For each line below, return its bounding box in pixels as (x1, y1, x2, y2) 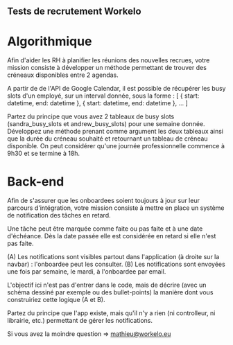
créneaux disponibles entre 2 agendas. (7, 71, 119, 79)
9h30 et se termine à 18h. (7, 149, 80, 158)
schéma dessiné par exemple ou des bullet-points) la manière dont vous (7, 288, 214, 297)
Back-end (7, 173, 64, 189)
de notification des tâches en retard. (7, 211, 111, 220)
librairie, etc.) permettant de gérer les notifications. (7, 317, 153, 325)
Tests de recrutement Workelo (7, 6, 141, 17)
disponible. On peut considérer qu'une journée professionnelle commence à (7, 142, 225, 150)
